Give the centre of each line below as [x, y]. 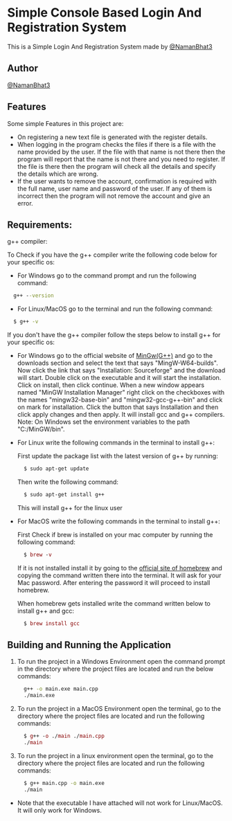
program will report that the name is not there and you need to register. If [121, 159]
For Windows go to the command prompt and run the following [107, 276]
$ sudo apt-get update [56, 469]
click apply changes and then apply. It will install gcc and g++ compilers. [121, 415]
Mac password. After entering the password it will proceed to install [114, 582]
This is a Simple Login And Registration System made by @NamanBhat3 [110, 46]
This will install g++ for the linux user [70, 507]
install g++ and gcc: [46, 611]
